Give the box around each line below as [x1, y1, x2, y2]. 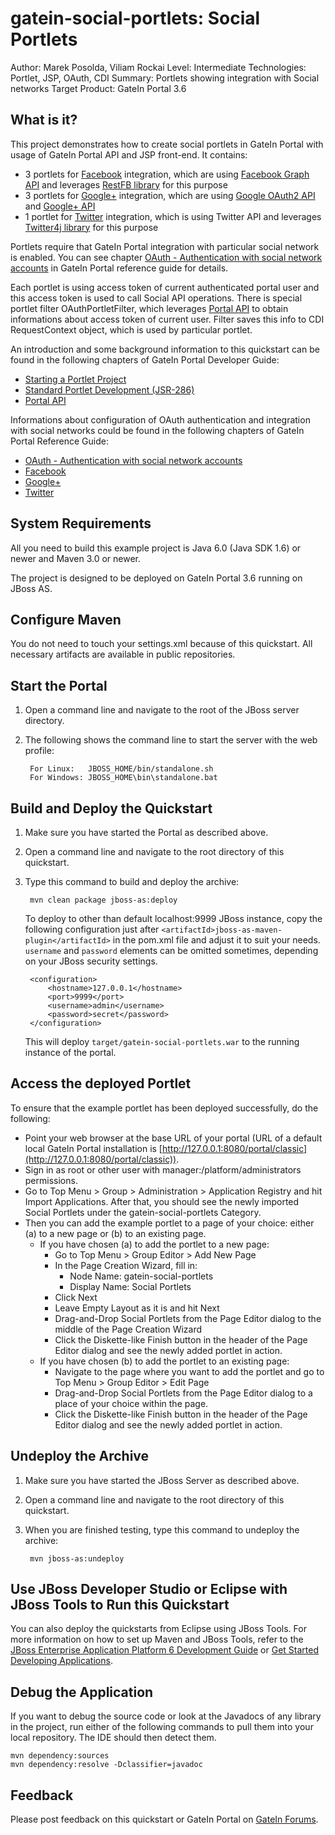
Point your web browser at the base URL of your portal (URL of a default [24, 1132, 323, 1144]
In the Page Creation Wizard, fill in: [54, 1259, 198, 1271]
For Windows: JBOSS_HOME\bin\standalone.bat [29, 773, 218, 783]
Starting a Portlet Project [24, 373, 127, 385]
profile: [24, 745, 55, 757]
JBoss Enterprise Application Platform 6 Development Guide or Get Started [10, 1644, 319, 1656]
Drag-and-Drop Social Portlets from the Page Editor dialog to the [54, 1312, 322, 1324]
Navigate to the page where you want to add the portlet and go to [54, 1365, 325, 1377]
